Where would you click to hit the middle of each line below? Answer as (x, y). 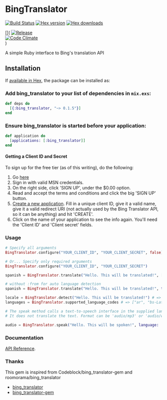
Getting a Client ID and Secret (36, 156)
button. (20, 198)
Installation (23, 68)
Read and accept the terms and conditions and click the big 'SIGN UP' (84, 193)
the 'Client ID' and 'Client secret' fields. (52, 224)
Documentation (24, 338)
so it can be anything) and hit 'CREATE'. (53, 214)
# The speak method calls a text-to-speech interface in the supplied (80, 311)
